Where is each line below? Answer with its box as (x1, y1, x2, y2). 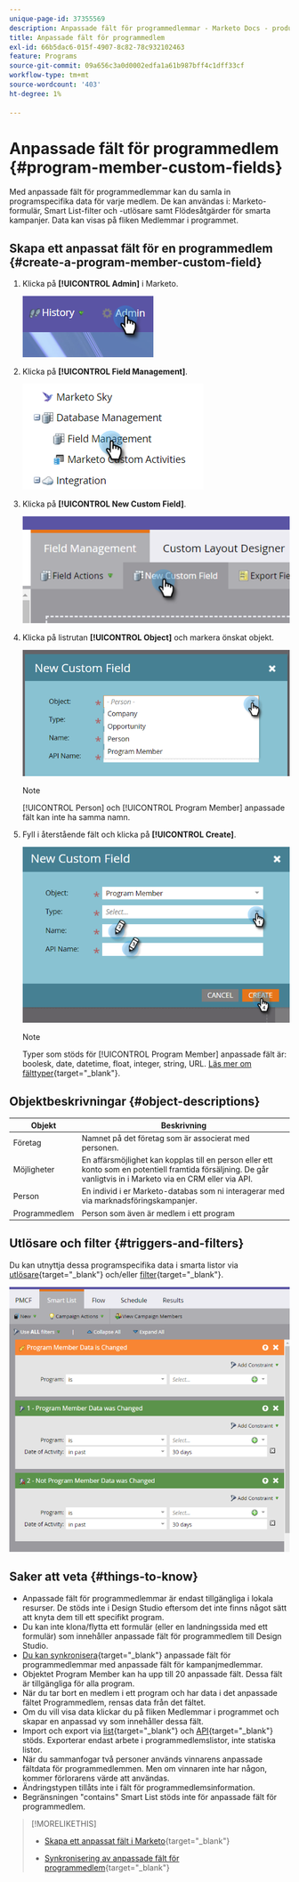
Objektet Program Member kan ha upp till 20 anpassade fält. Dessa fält (21, 1668, 283, 1679)
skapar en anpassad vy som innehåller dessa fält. (21, 1716, 205, 1726)
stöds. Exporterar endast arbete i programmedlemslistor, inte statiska (21, 1734, 276, 1745)
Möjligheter (12, 1164, 55, 1175)
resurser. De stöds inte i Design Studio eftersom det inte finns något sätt (21, 1602, 287, 1613)
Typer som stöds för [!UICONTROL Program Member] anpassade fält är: (21, 1049, 287, 1059)
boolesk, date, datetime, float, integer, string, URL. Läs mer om (21, 1059, 252, 1069)
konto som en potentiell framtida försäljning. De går (81, 1164, 270, 1175)
